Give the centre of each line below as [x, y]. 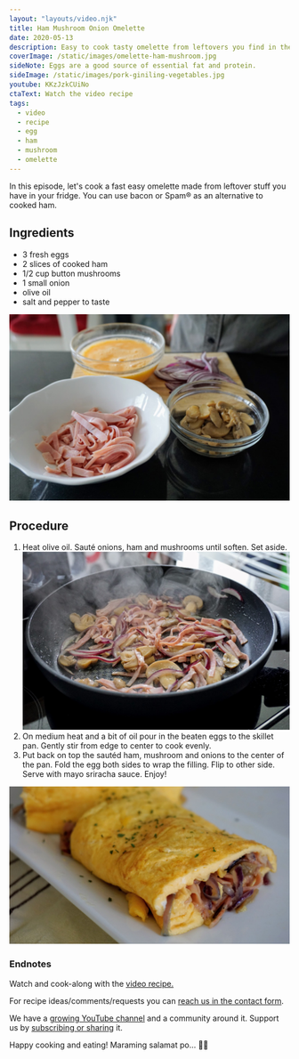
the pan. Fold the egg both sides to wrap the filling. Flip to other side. [149, 764]
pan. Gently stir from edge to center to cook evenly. [117, 745]
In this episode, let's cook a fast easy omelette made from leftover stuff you [148, 186]
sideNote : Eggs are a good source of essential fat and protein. [133, 66]
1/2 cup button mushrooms [71, 273]
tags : [19, 103]
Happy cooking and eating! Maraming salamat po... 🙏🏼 [109, 1045]
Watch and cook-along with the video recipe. [92, 983]
